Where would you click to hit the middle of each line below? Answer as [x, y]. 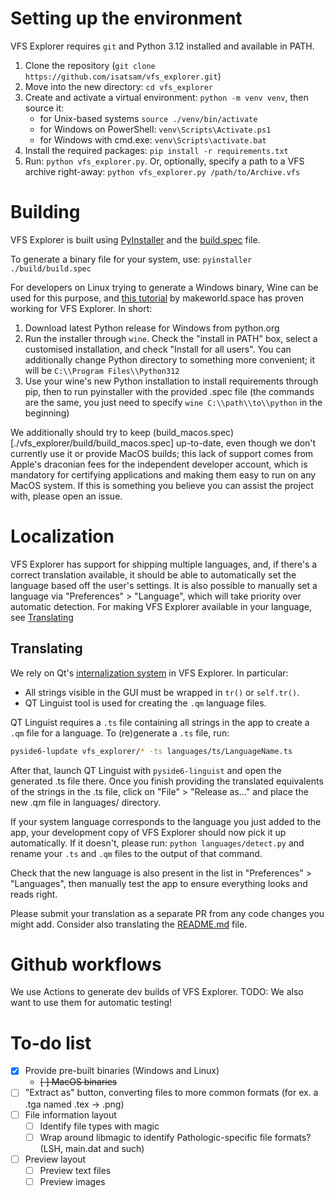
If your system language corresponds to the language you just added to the [166, 821]
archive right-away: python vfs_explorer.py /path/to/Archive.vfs [162, 171]
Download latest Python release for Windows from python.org [152, 328]
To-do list [51, 1043]
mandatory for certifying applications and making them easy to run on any [163, 474]
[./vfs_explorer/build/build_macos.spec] [92, 443]
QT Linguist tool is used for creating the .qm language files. [145, 703]
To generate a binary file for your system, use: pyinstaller [131, 259]
